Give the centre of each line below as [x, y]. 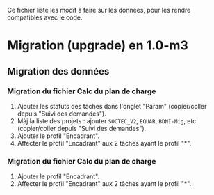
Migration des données [58, 71]
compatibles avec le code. [45, 17]
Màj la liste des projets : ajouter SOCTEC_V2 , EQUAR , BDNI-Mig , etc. [107, 120]
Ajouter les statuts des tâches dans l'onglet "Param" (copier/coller [112, 106]
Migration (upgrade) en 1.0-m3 [98, 46]
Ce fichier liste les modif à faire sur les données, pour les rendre [99, 10]
